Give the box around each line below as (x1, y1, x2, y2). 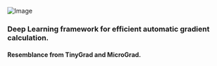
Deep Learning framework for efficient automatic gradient (7, 24, 210, 34)
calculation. (7, 32, 49, 42)
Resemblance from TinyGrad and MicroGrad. (7, 50, 142, 59)
